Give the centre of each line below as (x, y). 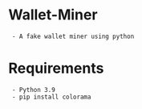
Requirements (56, 68)
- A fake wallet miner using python (73, 36)
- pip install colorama (51, 97)
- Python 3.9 (34, 90)
